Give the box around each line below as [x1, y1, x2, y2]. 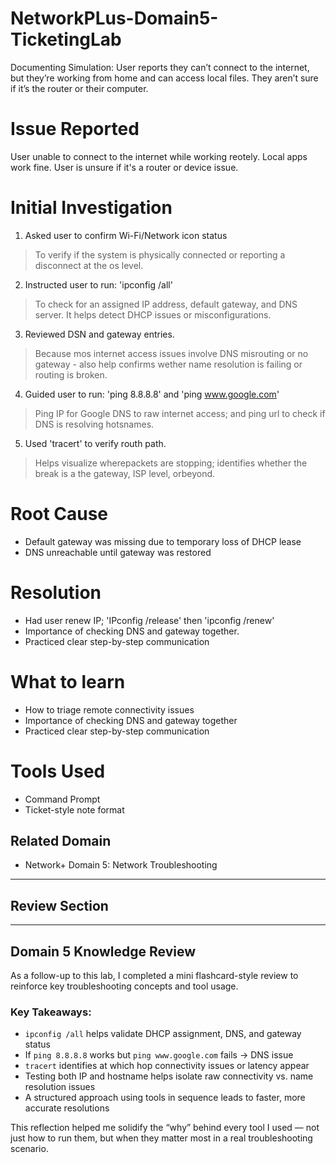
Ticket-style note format [24, 803, 125, 816]
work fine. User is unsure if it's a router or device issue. [10, 161, 239, 173]
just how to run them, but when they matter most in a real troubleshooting [10, 1132, 313, 1144]
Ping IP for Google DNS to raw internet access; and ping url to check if [34, 407, 326, 419]
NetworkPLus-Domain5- [10, 7, 219, 30]
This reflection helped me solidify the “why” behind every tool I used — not [10, 1122, 320, 1134]
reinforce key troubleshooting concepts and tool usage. [10, 980, 239, 992]
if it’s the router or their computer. [10, 82, 149, 94]
